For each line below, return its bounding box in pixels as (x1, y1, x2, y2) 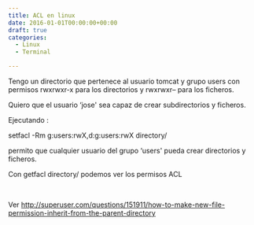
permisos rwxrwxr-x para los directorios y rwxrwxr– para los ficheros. (8, 85, 234, 94)
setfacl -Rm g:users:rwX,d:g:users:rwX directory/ (8, 131, 167, 140)
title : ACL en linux (8, 11, 76, 20)
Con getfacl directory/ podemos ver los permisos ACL (8, 170, 182, 179)
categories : (8, 33, 47, 42)
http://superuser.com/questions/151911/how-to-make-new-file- (20, 200, 226, 209)
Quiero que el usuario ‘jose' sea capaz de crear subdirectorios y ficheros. (8, 100, 246, 109)
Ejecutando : (8, 116, 49, 124)
